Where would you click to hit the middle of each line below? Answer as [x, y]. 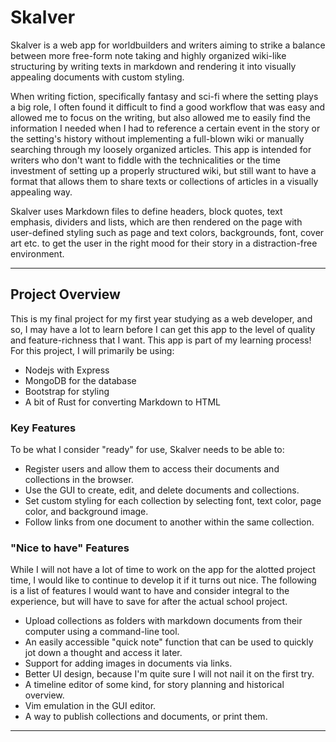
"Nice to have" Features [70, 548]
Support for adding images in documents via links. [128, 663]
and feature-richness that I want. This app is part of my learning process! [161, 340]
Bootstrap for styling [67, 391]
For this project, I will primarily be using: [92, 350]
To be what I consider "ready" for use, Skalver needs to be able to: [147, 450]
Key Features [43, 428]
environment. [37, 253]
